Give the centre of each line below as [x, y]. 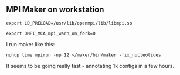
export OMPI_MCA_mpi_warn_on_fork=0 [51, 33]
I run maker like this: [30, 44]
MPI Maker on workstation [55, 10]
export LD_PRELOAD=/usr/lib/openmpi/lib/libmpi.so [69, 23]
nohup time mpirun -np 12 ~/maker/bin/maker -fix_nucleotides [84, 55]
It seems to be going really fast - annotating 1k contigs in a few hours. [90, 66]
